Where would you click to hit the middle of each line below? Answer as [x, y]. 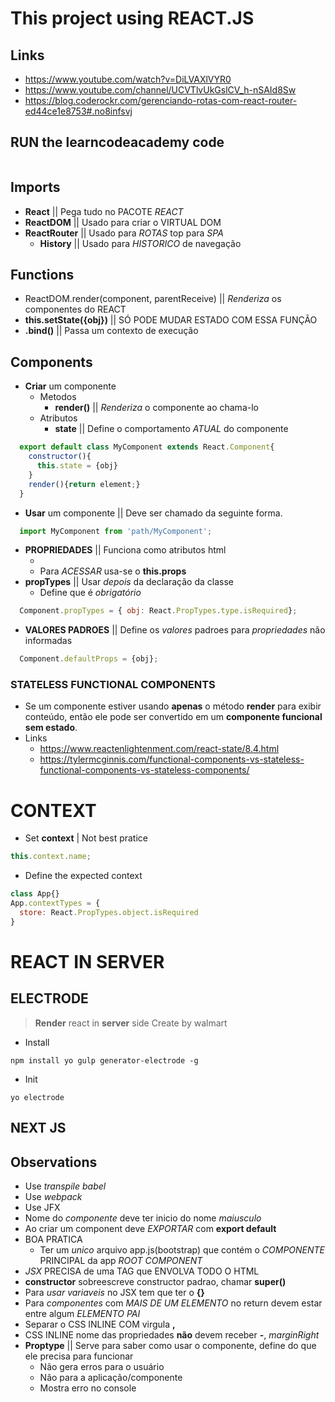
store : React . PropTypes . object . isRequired [109, 912]
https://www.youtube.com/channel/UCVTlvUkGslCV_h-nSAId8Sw [160, 90]
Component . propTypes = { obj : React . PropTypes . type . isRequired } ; [158, 611]
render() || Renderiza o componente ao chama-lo [156, 408]
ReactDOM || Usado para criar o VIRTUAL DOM [123, 222]
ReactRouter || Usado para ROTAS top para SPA [124, 233]
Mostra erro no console [88, 1388]
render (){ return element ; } [84, 484]
